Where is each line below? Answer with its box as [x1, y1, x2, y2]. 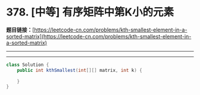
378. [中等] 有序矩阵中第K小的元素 [6, 5, 174, 19]
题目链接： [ [6, 26, 35, 33]
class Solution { [6, 62, 49, 68]
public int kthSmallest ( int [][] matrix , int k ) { [17, 67, 143, 73]
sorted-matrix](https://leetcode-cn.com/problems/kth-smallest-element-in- [6, 33, 192, 40]
